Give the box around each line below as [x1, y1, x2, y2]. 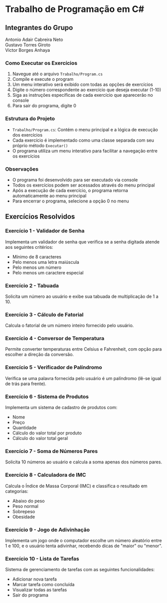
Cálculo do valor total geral [12, 435, 68, 441]
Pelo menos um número [12, 264, 61, 270]
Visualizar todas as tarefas [12, 587, 67, 593]
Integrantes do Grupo [5, 23, 73, 32]
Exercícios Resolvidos [5, 212, 75, 221]
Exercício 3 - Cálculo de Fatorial [5, 311, 84, 318]
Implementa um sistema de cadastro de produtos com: [5, 404, 118, 410]
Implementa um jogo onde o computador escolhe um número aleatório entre [5, 537, 162, 543]
